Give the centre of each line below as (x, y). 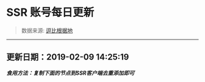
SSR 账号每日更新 (50, 12)
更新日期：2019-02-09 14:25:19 (68, 57)
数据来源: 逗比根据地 (47, 30)
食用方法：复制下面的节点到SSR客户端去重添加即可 (70, 73)
